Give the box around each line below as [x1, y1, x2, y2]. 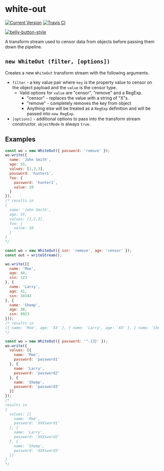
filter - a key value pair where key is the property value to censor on [12, 79, 152, 85]
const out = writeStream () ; [5, 252, 62, 258]
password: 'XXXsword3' [14, 448, 60, 453]
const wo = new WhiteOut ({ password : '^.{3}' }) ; [5, 339, 108, 344]
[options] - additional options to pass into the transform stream [12, 116, 141, 122]
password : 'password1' [14, 357, 60, 362]
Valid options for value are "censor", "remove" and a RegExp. [19, 90, 143, 96]
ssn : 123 [9, 275, 27, 280]
